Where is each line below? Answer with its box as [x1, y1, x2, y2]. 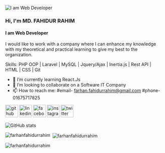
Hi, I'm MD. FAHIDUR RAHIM [5, 17, 75, 24]
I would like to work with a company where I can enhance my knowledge [5, 41, 156, 47]
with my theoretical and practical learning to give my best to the [5, 46, 138, 52]
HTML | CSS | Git [5, 67, 41, 73]
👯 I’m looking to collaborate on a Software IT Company [12, 82, 126, 88]
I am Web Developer [5, 30, 48, 36]
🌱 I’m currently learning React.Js [12, 76, 81, 83]
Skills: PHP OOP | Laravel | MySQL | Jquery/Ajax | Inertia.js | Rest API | [5, 61, 151, 67]
